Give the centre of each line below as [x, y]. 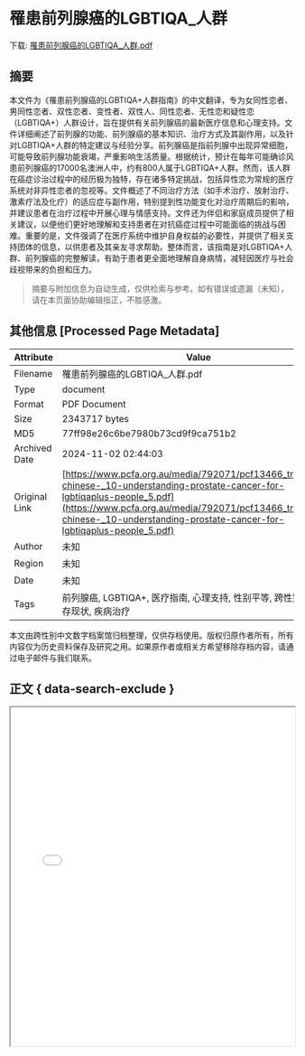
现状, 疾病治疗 [101, 611]
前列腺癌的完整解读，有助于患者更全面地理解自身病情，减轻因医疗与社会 [159, 257]
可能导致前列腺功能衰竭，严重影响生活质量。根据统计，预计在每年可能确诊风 [152, 156]
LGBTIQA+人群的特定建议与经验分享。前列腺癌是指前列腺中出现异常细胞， [155, 145]
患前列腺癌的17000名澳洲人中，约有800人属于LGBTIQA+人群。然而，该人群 [150, 167]
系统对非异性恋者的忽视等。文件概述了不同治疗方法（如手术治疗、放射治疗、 [152, 190]
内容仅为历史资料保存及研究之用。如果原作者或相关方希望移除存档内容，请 [148, 646]
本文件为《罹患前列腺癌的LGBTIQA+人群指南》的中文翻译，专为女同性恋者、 [151, 99]
